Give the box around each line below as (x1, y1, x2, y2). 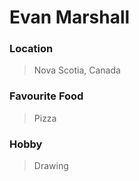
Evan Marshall (9, 6, 131, 29)
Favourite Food (9, 89, 84, 103)
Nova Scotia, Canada (33, 64, 121, 76)
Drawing (33, 160, 69, 172)
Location (9, 42, 54, 56)
